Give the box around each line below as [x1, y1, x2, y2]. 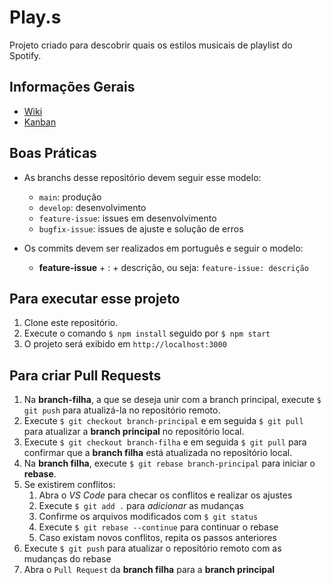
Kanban [23, 116, 57, 128]
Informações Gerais [9, 79, 136, 96]
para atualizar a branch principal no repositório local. [23, 426, 245, 438]
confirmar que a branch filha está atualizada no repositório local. [23, 447, 293, 459]
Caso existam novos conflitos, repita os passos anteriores [38, 532, 277, 544]
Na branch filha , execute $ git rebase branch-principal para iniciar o [23, 457, 316, 470]
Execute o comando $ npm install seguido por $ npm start [23, 327, 271, 340]
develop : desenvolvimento [38, 201, 147, 213]
